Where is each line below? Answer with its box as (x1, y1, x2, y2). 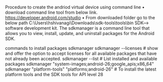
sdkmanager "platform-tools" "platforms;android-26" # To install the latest (5, 66, 157, 72)
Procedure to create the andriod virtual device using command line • (5, 4, 145, 10)
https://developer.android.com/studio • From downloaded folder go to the (5, 15, 156, 20)
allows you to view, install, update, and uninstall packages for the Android (5, 31, 155, 36)
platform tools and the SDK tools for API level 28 (5, 72, 104, 77)
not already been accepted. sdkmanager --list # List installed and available (5, 56, 158, 61)
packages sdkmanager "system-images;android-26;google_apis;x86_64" (5, 61, 154, 67)
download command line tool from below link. (5, 9, 98, 15)
